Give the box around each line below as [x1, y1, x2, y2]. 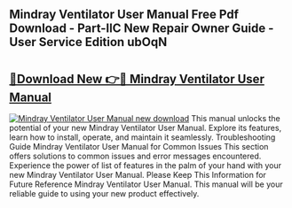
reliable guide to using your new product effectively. [9, 189, 200, 198]
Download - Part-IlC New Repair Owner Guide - [9, 21, 274, 36]
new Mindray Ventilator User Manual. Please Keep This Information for [9, 170, 266, 180]
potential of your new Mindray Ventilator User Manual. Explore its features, [9, 123, 282, 133]
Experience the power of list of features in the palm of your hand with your [9, 160, 282, 171]
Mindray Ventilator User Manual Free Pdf [9, 7, 240, 22]
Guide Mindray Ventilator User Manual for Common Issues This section [9, 142, 269, 151]
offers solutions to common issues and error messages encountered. [9, 150, 262, 161]
